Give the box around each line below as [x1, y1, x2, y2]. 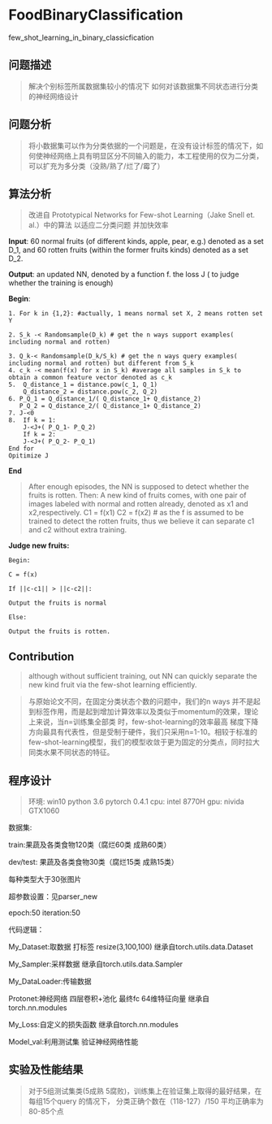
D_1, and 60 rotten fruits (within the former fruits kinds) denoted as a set [8, 245, 249, 255]
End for [8, 445, 35, 453]
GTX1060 [28, 806, 60, 815]
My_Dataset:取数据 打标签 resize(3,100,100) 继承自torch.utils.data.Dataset [8, 942, 253, 952]
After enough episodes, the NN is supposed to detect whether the [28, 482, 249, 492]
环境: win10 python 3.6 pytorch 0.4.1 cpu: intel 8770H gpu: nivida [28, 796, 245, 806]
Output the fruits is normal [8, 599, 107, 607]
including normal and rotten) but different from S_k [8, 359, 195, 367]
